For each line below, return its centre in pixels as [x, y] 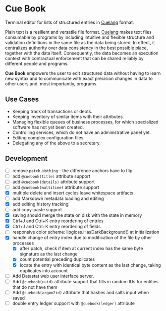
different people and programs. [37, 63]
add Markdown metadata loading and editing [58, 198]
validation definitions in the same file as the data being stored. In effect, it [80, 42]
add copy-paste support [37, 210]
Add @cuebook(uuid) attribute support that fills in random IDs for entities [85, 281]
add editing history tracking [40, 204]
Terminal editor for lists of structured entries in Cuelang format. [70, 22]
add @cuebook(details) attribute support [54, 182]
